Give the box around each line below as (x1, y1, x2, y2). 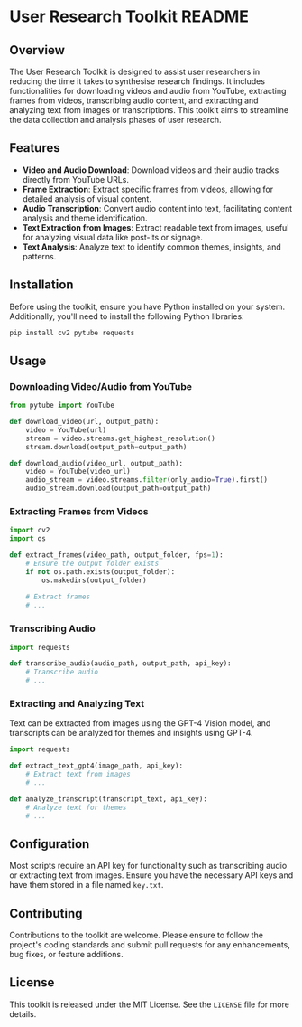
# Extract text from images (25, 770, 131, 779)
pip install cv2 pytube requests (9, 328, 135, 337)
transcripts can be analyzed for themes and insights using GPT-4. (9, 728, 254, 739)
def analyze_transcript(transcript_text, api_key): (9, 794, 207, 804)
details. (9, 1008, 37, 1019)
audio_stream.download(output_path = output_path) (25, 484, 212, 494)
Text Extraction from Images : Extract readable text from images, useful (22, 221, 289, 232)
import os (9, 534, 47, 543)
